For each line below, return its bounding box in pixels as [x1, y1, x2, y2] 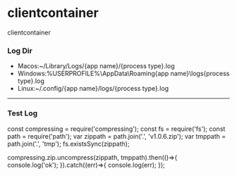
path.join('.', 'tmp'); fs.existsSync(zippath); [7, 139, 130, 148]
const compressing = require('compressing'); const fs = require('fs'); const [7, 125, 226, 133]
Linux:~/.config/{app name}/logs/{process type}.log [17, 84, 169, 93]
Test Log [7, 108, 38, 118]
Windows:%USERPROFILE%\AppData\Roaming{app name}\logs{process [17, 69, 230, 78]
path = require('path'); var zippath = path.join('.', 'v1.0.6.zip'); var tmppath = [7, 132, 226, 140]
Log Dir [7, 46, 33, 56]
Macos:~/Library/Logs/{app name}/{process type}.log [17, 62, 175, 70]
